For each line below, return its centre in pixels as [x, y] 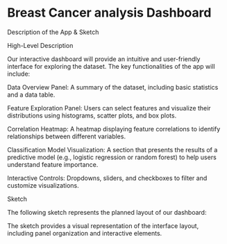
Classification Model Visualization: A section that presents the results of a [112, 149]
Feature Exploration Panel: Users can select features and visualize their [109, 108]
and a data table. [31, 95]
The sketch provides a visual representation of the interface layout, [103, 226]
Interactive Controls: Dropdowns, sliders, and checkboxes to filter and [107, 178]
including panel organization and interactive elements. [85, 233]
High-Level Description [40, 45]
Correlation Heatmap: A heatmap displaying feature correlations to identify [114, 129]
